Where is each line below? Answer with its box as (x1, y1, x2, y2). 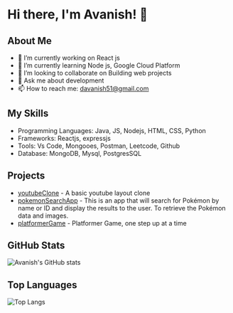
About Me (7, 35, 52, 47)
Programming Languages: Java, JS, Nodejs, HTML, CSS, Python (17, 126, 206, 134)
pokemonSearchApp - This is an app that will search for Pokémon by (17, 196, 220, 205)
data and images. (17, 211, 69, 220)
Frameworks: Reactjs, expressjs (17, 134, 112, 142)
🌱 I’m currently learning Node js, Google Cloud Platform (17, 61, 180, 70)
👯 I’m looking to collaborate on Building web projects (17, 69, 172, 77)
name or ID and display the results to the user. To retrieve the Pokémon (17, 203, 226, 212)
